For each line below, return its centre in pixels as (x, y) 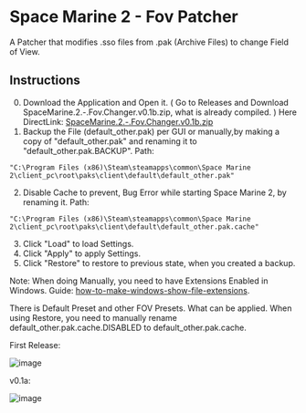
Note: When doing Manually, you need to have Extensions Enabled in (139, 281)
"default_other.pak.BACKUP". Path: (89, 150)
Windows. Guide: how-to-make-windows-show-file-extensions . (130, 290)
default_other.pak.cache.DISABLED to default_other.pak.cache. (128, 327)
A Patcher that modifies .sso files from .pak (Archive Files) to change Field (149, 42)
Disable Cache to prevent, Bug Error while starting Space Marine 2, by (155, 192)
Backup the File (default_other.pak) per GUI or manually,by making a (151, 131)
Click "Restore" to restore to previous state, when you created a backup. (159, 263)
